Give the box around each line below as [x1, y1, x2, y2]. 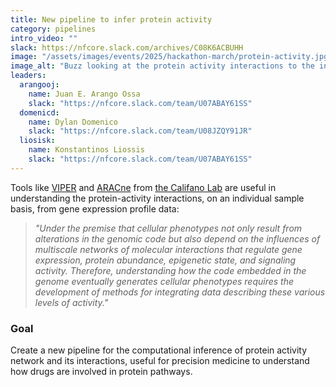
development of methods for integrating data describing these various [34, 286, 326, 298]
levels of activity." [34, 296, 109, 308]
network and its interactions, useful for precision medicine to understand [10, 355, 310, 367]
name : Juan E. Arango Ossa [28, 89, 141, 99]
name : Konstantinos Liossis [28, 145, 145, 155]
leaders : [10, 71, 47, 81]
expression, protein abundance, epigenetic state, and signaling [34, 254, 297, 266]
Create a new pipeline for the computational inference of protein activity [10, 344, 308, 356]
